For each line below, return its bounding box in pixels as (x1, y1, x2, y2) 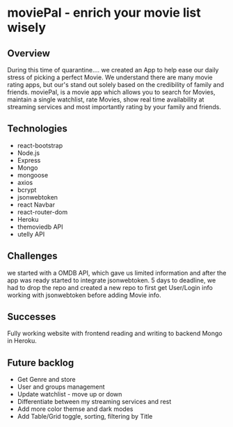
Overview (7, 47, 51, 59)
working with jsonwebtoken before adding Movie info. (7, 291, 161, 299)
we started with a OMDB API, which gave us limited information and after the (7, 268, 227, 277)
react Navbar (17, 200, 56, 209)
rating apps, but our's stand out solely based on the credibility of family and (7, 81, 225, 88)
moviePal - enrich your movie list (7, 5, 202, 21)
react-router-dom (17, 207, 68, 216)
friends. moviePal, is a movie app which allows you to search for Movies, (7, 88, 216, 96)
